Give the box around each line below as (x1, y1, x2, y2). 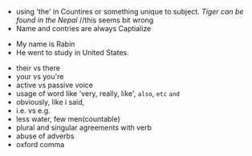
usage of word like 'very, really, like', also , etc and (15, 89, 181, 98)
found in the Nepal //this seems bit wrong (15, 15, 154, 25)
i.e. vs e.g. (15, 106, 51, 115)
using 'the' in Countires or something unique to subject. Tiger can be (15, 7, 244, 16)
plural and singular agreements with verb (15, 123, 152, 132)
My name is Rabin (15, 39, 75, 49)
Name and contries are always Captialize (15, 24, 152, 33)
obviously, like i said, (15, 98, 85, 106)
